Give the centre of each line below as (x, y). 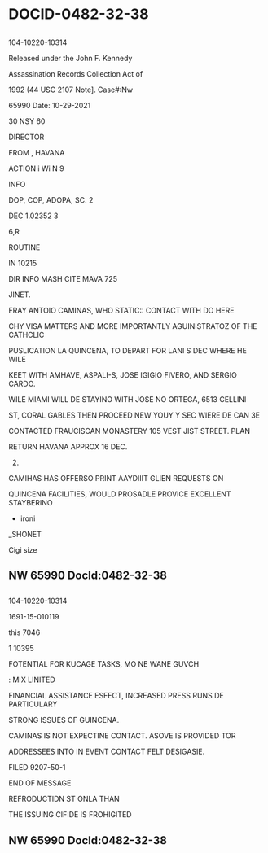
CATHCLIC (26, 335)
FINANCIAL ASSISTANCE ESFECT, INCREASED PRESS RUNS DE (116, 696)
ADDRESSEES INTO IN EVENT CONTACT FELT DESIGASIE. (107, 752)
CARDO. (22, 383)
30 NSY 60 (27, 121)
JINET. (20, 295)
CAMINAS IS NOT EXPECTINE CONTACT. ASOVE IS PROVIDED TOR (122, 736)
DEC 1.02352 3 (33, 216)
